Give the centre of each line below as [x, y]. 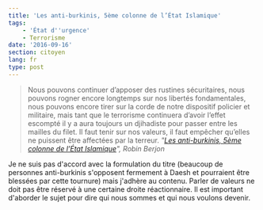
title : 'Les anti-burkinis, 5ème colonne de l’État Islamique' [115, 15]
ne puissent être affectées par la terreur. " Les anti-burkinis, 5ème [134, 140]
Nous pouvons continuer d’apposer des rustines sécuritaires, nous [136, 90]
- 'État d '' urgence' [56, 30]
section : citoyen [37, 52]
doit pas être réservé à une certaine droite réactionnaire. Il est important [126, 189]
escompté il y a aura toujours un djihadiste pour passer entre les [132, 123]
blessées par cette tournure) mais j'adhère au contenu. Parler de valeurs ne [131, 181]
